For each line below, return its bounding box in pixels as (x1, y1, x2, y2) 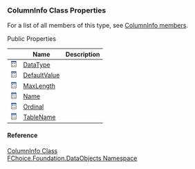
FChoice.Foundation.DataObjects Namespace (7, 154, 138, 162)
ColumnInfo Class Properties (7, 6, 106, 15)
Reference (7, 131, 38, 140)
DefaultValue (23, 71, 60, 80)
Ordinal (23, 103, 44, 111)
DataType (23, 61, 50, 69)
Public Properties (7, 35, 57, 43)
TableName (23, 113, 56, 121)
